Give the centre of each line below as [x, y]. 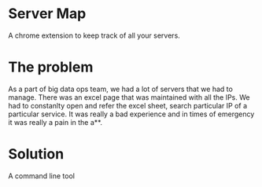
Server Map [47, 14]
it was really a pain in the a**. [55, 122]
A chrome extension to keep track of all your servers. [94, 35]
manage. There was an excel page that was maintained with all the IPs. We [129, 97]
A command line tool [41, 176]
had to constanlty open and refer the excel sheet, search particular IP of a [128, 105]
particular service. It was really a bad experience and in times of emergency [131, 114]
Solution [36, 154]
